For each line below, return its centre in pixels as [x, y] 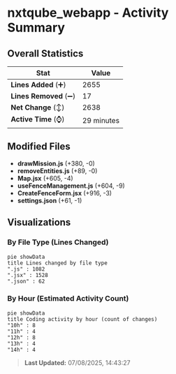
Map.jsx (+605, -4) [45, 178]
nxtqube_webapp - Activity [88, 13]
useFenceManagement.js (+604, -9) [71, 186]
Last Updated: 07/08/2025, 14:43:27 [77, 362]
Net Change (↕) [38, 107]
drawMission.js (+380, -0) [56, 163]
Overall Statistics [45, 53]
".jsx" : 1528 [28, 275]
